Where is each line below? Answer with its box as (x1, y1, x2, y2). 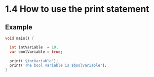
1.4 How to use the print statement (5, 3, 150, 15)
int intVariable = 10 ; (9, 45, 58, 50)
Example (5, 23, 33, 31)
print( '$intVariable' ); (9, 58, 58, 63)
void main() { (5, 36, 35, 41)
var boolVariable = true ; (9, 49, 63, 54)
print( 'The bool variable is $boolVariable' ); (9, 63, 107, 68)
